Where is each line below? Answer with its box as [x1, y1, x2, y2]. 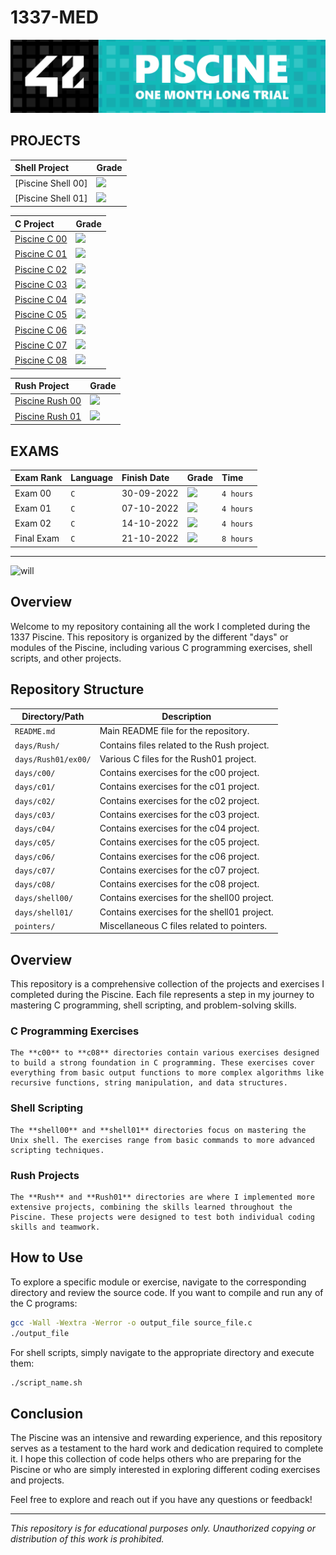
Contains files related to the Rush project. [99, 739, 270, 751]
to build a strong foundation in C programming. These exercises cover [10, 1058, 315, 1068]
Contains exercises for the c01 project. [99, 781, 260, 793]
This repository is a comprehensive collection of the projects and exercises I [10, 978, 325, 990]
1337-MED [10, 6, 99, 29]
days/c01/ [14, 782, 56, 793]
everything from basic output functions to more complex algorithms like [10, 1068, 325, 1078]
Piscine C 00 [14, 233, 68, 245]
